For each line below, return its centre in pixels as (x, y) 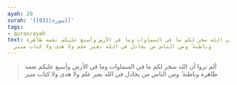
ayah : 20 (20, 14)
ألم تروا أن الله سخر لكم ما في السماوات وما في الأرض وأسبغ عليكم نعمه (121, 66)
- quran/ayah (27, 33)
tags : (15, 27)
